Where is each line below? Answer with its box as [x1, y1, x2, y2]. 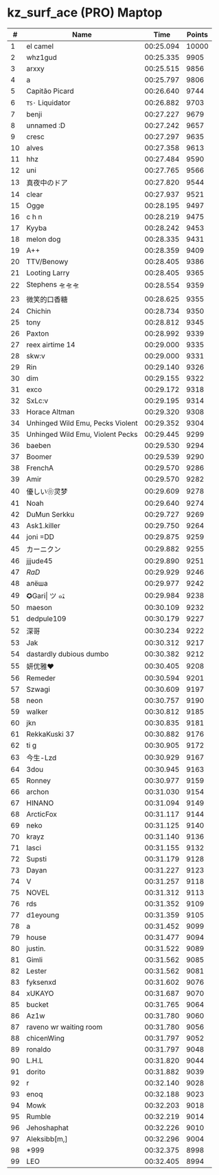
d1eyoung [26, 910, 60, 919]
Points [186, 30, 208, 39]
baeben [26, 440, 51, 450]
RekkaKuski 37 [26, 729, 75, 739]
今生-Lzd [26, 753, 57, 762]
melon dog [26, 234, 61, 244]
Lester [26, 966, 47, 976]
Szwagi [26, 684, 50, 694]
